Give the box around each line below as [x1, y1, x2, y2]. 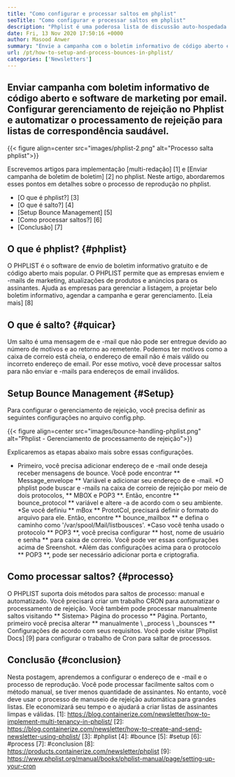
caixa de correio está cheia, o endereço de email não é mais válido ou [7, 352, 209, 361]
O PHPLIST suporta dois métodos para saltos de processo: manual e [7, 589, 205, 597]
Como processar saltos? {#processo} [7, 571, 174, 583]
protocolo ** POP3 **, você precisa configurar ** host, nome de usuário [17, 528, 225, 537]
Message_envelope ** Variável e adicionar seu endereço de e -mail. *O [17, 477, 224, 484]
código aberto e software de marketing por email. [7, 92, 227, 105]
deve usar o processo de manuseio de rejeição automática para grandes [7, 695, 217, 703]
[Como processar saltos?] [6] [17, 215, 103, 224]
